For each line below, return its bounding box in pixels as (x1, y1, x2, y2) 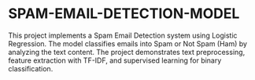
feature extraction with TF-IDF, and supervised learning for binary (8, 56, 222, 65)
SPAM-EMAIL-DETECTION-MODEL (8, 5, 240, 23)
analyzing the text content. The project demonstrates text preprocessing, (8, 47, 246, 56)
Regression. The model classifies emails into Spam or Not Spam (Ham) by (8, 38, 248, 48)
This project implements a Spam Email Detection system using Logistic (8, 31, 238, 40)
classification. (8, 64, 54, 73)
